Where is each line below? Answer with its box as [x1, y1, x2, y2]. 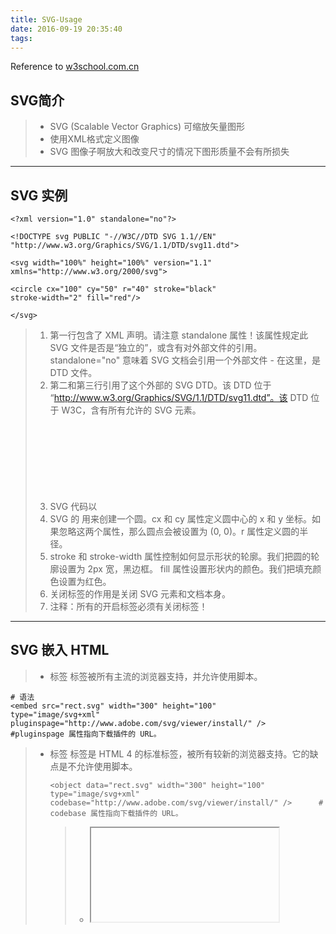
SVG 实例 [10, 187, 68, 204]
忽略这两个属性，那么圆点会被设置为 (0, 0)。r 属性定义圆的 [58, 526, 300, 537]
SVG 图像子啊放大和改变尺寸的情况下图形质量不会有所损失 [49, 146, 290, 158]
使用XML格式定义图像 [49, 133, 140, 145]
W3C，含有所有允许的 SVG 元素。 [61, 404, 202, 416]
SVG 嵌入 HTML [10, 642, 110, 659]
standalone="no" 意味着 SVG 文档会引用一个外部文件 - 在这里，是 [49, 354, 321, 366]
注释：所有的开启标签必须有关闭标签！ [49, 601, 208, 612]
